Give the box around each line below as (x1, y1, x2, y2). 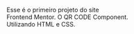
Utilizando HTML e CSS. (6, 20, 76, 28)
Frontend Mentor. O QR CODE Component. (6, 13, 129, 21)
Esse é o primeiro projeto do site (6, 6, 99, 14)
